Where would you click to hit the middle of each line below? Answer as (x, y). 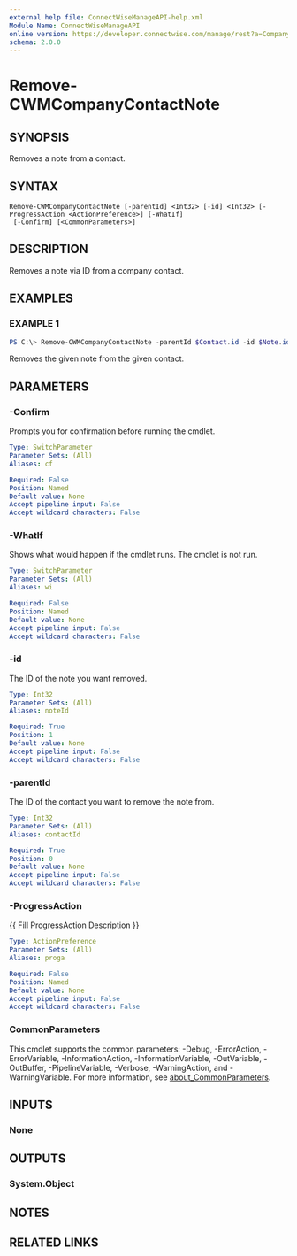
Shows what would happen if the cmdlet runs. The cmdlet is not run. (133, 555)
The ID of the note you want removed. (78, 678)
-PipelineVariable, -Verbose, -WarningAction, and (138, 1067)
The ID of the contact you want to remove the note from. (112, 802)
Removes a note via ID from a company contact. (96, 270)
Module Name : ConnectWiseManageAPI (75, 26)
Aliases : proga (37, 958)
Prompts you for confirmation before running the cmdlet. (112, 431)
